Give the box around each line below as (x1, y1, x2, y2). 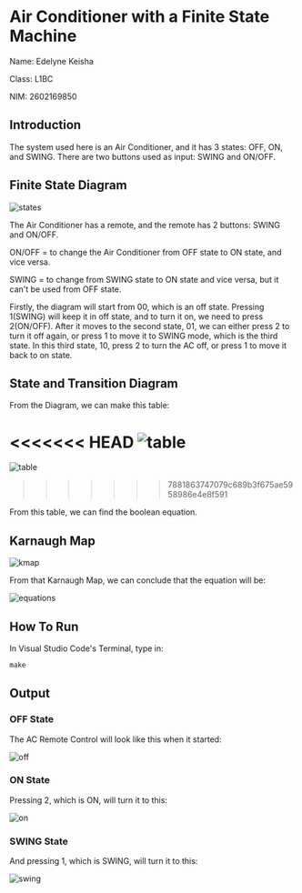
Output (9, 686, 50, 701)
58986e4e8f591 (167, 489, 228, 500)
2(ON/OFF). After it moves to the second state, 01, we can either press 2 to (9, 320, 290, 331)
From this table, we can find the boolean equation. (9, 507, 198, 517)
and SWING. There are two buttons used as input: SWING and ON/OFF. (9, 151, 276, 162)
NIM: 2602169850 (9, 91, 77, 102)
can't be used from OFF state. (9, 284, 122, 295)
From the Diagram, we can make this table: (9, 400, 170, 411)
